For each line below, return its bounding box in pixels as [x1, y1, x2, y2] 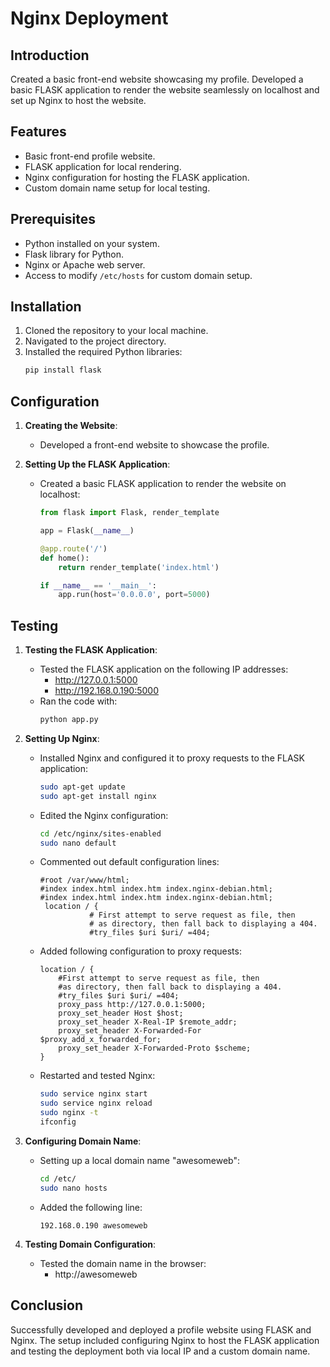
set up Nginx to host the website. [10, 95, 147, 106]
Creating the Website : [24, 420, 118, 432]
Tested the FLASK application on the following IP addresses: [39, 663, 289, 676]
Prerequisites [10, 211, 96, 228]
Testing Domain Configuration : [24, 1238, 157, 1250]
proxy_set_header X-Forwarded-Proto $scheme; [58, 1043, 252, 1054]
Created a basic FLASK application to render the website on [39, 478, 287, 490]
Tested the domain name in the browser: [39, 1257, 207, 1269]
